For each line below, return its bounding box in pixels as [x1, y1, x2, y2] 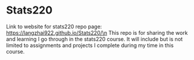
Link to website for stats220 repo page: [6, 23, 102, 30]
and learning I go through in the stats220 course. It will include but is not [6, 35, 183, 42]
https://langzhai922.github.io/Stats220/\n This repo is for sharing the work [6, 29, 188, 36]
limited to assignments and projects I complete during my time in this [6, 42, 174, 49]
